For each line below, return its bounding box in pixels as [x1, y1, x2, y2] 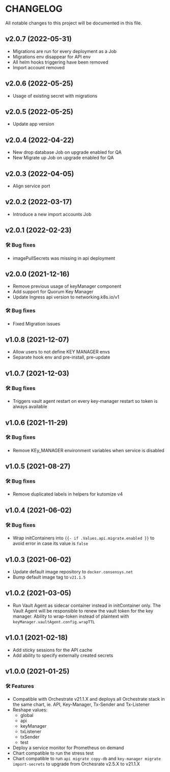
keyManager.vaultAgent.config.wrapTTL [12, 619, 95, 624]
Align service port [12, 183, 50, 189]
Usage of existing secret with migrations [12, 93, 98, 99]
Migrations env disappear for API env [12, 53, 91, 60]
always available [12, 403, 47, 410]
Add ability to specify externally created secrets [12, 652, 114, 658]
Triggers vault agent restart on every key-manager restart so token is [12, 398, 158, 404]
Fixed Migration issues [12, 320, 60, 326]
